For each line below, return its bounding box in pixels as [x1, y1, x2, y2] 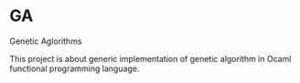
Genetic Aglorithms [9, 36, 82, 47]
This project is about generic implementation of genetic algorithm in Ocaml [9, 53, 292, 64]
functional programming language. [9, 63, 140, 74]
